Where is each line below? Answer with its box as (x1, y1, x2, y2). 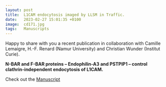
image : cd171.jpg (5, 21, 45, 27)
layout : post (5, 7, 33, 13)
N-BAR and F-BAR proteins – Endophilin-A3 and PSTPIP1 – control (5, 61, 148, 67)
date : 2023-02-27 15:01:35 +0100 (5, 17, 81, 22)
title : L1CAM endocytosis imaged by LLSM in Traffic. (5, 12, 125, 17)
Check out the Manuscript (5, 76, 60, 82)
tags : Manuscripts (5, 26, 50, 32)
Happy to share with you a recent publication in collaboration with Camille (5, 40, 161, 46)
